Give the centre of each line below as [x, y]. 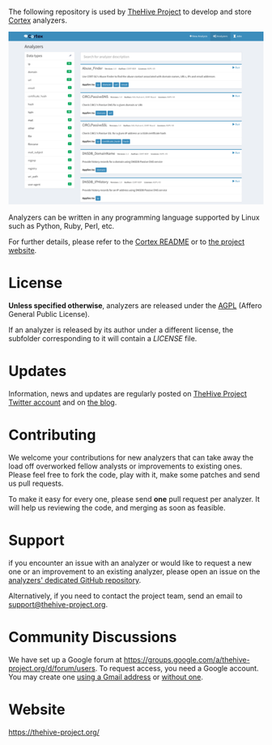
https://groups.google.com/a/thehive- [187, 659]
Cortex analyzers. [38, 20]
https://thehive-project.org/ [54, 732]
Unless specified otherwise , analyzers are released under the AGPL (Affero [135, 306]
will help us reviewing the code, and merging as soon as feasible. [117, 507]
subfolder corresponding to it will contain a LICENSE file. [103, 339]
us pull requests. [36, 483]
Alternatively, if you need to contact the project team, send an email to [125, 596]
